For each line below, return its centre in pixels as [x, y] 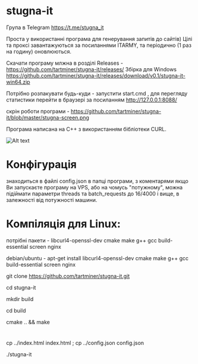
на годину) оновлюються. [39, 51]
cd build [16, 311]
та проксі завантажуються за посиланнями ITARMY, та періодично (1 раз [99, 45]
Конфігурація [42, 165]
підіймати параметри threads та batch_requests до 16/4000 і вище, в [93, 194]
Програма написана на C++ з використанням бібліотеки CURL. [86, 129]
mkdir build [20, 299]
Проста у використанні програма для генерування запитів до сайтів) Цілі [99, 39]
